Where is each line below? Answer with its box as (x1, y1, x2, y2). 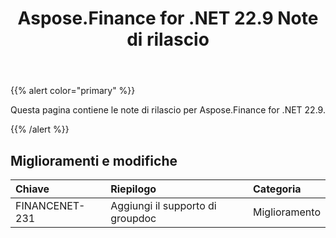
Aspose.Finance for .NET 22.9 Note (17, 7, 319, 30)
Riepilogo (110, 182, 157, 196)
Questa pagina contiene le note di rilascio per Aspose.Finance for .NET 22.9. (10, 104, 326, 116)
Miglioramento (253, 205, 321, 219)
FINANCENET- (15, 199, 86, 212)
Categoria (253, 182, 302, 196)
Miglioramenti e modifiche (10, 152, 178, 169)
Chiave (15, 182, 50, 196)
